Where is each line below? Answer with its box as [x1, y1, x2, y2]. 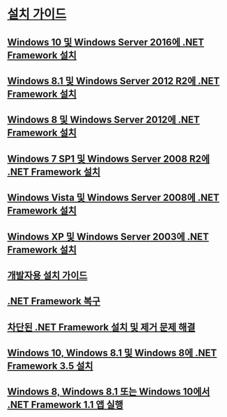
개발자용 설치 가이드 [7, 269, 88, 281]
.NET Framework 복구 [7, 295, 101, 307]
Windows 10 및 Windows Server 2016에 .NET [7, 36, 204, 48]
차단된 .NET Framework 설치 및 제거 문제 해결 [7, 321, 196, 333]
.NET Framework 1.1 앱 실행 [7, 399, 124, 411]
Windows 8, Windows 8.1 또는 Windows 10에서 [7, 386, 210, 398]
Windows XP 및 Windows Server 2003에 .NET [7, 230, 209, 242]
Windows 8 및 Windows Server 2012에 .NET [7, 114, 201, 126]
